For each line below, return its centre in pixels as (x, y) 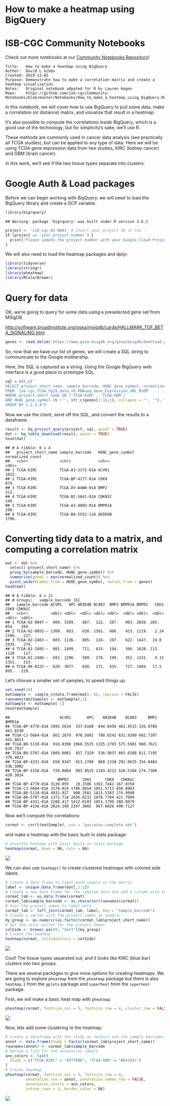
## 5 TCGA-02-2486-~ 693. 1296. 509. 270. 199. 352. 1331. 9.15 (85, 658)
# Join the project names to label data (49, 906)
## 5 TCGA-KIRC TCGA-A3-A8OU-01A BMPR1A (59, 505)
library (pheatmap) (25, 273)
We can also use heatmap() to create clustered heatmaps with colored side (83, 867)
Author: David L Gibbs (30, 71)
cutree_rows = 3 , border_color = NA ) (65, 1089)
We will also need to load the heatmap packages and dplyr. (67, 254)
